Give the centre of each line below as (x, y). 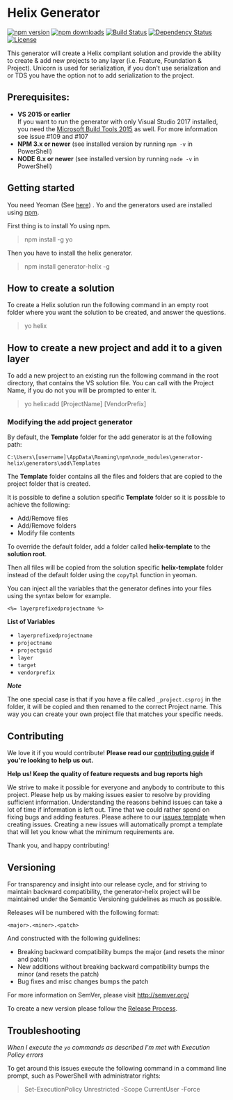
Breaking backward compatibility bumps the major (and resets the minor (121, 952)
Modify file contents (46, 533)
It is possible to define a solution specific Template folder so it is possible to (116, 498)
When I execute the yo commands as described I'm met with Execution (109, 1047)
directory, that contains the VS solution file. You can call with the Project (111, 383)
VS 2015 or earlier (44, 114)
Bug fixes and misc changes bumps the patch (83, 981)
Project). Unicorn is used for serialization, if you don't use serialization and (114, 68)
